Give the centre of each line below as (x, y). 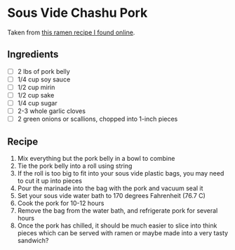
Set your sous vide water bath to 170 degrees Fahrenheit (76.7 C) (111, 196)
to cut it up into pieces (50, 181)
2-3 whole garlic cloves (52, 111)
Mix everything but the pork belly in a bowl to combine (96, 158)
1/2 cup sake (36, 95)
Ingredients (33, 54)
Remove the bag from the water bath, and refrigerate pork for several (117, 211)
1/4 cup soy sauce (44, 79)
